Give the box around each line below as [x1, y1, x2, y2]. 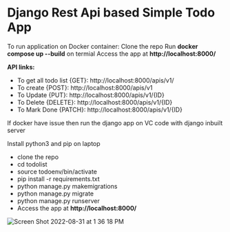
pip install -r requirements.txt [17, 174, 100, 183]
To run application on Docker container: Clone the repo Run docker [7, 42, 198, 50]
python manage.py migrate [17, 189, 94, 198]
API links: [7, 63, 35, 71]
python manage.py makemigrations [17, 182, 118, 190]
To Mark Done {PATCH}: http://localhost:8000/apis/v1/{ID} [17, 105, 182, 114]
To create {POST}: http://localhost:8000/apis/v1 [17, 83, 153, 92]
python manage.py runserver [17, 196, 100, 204]
